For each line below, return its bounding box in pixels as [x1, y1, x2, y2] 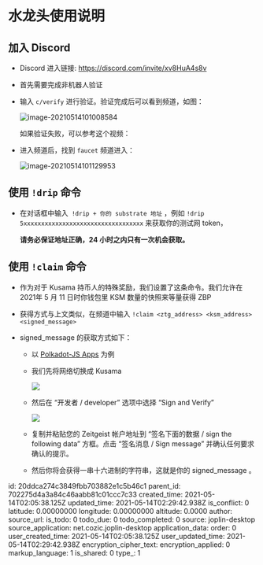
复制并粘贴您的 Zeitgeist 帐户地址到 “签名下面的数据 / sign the [31, 429, 232, 438]
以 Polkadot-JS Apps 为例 [31, 349, 115, 359]
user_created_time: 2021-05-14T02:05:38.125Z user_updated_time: [8, 531, 225, 541]
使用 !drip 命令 [8, 186, 81, 199]
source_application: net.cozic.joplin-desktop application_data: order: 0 [8, 523, 237, 532]
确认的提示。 [31, 449, 73, 458]
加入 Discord [8, 41, 71, 54]
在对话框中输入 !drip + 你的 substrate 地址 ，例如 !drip [19, 208, 205, 217]
